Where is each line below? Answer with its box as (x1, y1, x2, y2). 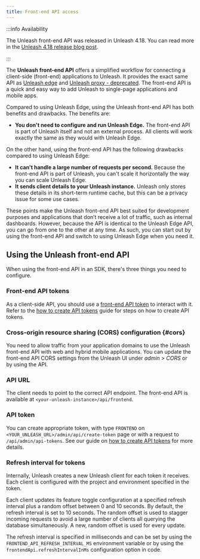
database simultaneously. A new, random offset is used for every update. (6, 521, 186, 528)
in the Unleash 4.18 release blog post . (6, 43, 99, 50)
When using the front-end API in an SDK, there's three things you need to (6, 266, 187, 273)
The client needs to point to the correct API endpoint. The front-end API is (6, 390, 188, 397)
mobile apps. (6, 92, 38, 99)
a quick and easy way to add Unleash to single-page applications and (6, 85, 178, 93)
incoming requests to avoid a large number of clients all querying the (6, 515, 176, 522)
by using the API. (6, 361, 48, 368)
